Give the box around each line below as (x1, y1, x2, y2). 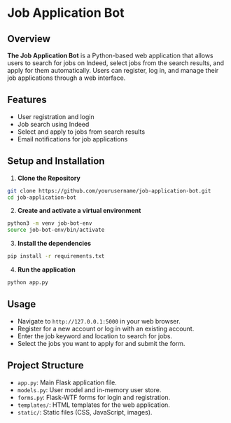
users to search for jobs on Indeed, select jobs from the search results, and (7, 59, 224, 67)
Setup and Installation (7, 155, 105, 167)
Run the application (17, 265, 76, 274)
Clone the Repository (17, 174, 80, 182)
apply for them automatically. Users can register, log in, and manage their (7, 67, 219, 74)
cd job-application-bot (7, 194, 77, 201)
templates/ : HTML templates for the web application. (17, 401, 170, 409)
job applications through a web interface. (7, 74, 126, 82)
